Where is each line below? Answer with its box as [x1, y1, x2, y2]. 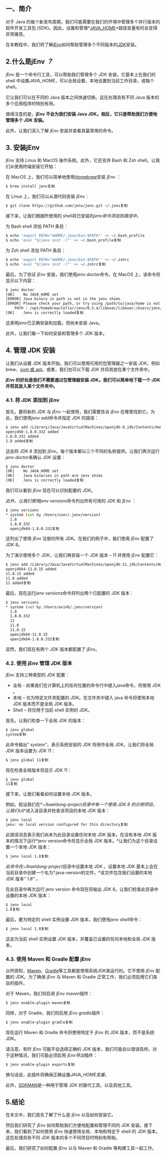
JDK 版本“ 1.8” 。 [5, 876, 41, 882]
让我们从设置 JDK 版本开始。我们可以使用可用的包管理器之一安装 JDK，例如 [5, 360, 160, 366]
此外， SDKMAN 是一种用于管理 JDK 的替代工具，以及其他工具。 [5, 1082, 135, 1088]
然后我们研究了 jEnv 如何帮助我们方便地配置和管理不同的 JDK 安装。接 [5, 1122, 148, 1128]
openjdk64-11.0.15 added [5, 567, 57, 572]
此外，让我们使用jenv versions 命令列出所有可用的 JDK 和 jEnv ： [5, 498, 137, 504]
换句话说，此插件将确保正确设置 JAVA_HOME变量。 [5, 1072, 109, 1078]
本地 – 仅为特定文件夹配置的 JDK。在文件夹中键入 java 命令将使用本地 [12, 694, 155, 700]
